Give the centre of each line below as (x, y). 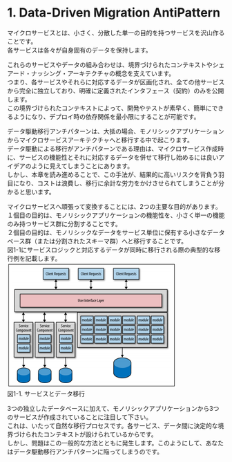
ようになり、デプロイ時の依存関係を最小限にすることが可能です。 (106, 116)
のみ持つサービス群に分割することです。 (65, 223)
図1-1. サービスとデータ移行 (46, 394)
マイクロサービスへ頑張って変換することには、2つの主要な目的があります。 (115, 206)
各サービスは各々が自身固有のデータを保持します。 (79, 50)
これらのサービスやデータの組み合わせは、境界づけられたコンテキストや (110, 64)
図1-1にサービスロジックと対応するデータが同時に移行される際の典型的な (111, 250)
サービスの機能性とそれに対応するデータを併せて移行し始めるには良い (119, 157)
